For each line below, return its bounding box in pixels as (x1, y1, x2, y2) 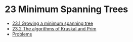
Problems (12, 31, 32, 37)
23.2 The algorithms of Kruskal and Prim (12, 25, 97, 31)
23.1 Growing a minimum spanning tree (12, 20, 93, 26)
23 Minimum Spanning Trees (5, 4, 128, 15)
